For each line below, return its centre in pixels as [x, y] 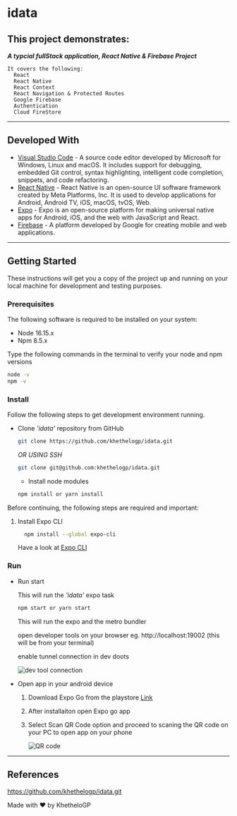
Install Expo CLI [40, 521]
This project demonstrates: [68, 39]
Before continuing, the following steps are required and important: [103, 508]
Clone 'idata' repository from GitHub [71, 428]
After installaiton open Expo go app [79, 711]
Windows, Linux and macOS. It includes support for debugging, [110, 164]
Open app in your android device [65, 683]
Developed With [43, 140]
